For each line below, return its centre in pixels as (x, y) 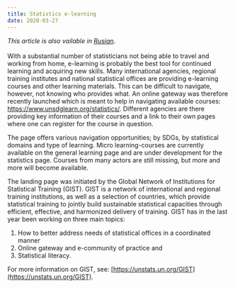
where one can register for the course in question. (80, 123)
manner (29, 240)
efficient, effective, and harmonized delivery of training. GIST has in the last (117, 211)
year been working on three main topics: (66, 219)
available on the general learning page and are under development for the (115, 153)
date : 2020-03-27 (33, 21)
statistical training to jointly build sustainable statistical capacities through (115, 204)
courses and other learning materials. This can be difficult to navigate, (110, 86)
